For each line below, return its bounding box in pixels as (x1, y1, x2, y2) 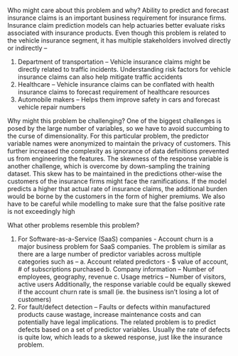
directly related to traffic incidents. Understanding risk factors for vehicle (17, 65, 231, 73)
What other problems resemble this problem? (7, 221, 140, 230)
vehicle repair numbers (17, 103, 86, 111)
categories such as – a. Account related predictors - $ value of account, (17, 257, 229, 266)
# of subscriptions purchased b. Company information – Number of (17, 265, 215, 273)
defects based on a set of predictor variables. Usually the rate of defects (17, 325, 231, 333)
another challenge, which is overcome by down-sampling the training (7, 162, 210, 170)
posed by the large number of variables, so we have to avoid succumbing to (7, 124, 229, 132)
